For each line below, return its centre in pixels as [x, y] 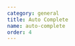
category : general [33, 13]
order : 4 [19, 32]
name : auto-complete [36, 26]
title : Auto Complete [38, 20]
